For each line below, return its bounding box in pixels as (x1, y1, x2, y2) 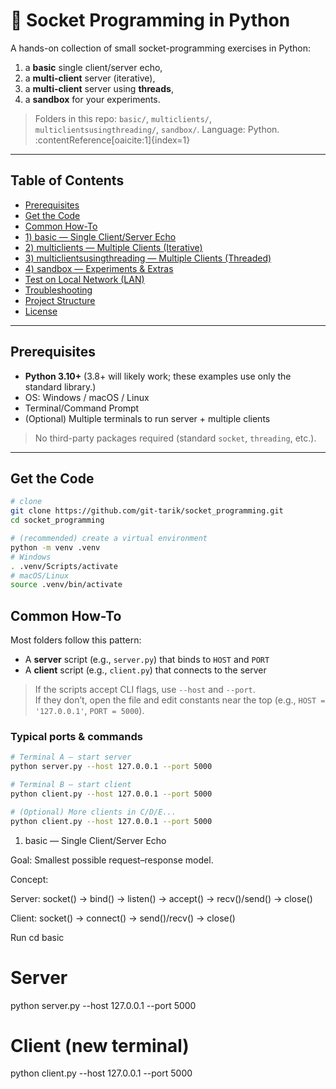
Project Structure (24, 294, 96, 306)
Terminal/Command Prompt (24, 402, 140, 414)
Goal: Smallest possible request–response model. (10, 854, 214, 866)
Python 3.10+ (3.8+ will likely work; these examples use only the (24, 370, 292, 382)
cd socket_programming (10, 515, 105, 526)
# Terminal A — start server (10, 752, 132, 763)
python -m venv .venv (10, 542, 101, 553)
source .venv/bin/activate (10, 580, 123, 590)
